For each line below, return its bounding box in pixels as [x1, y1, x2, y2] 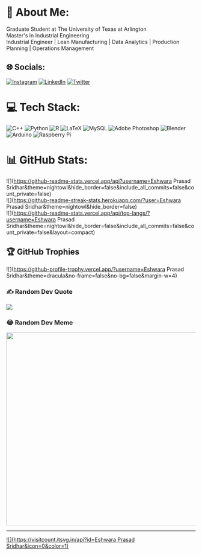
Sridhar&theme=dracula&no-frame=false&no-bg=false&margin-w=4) [6, 272, 177, 279]
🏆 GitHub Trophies [6, 247, 80, 257]
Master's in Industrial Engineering [6, 31, 90, 39]
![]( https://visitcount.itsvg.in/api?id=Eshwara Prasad [6, 536, 135, 544]
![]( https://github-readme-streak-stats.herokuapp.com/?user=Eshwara [6, 196, 182, 204]
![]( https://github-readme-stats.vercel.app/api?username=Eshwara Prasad [6, 177, 191, 185]
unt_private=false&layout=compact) [6, 229, 95, 236]
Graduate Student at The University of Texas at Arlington [6, 25, 147, 33]
